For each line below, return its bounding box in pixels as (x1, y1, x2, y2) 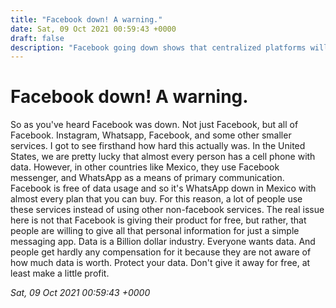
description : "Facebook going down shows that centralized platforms (10, 42, 307, 53)
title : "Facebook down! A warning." (10, 14, 163, 25)
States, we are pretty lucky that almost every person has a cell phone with (10, 151, 316, 163)
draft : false (10, 33, 65, 43)
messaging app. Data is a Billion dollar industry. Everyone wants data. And (10, 236, 316, 248)
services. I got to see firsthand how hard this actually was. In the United (10, 140, 306, 152)
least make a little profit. (10, 267, 110, 280)
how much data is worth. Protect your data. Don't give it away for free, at (10, 257, 311, 269)
